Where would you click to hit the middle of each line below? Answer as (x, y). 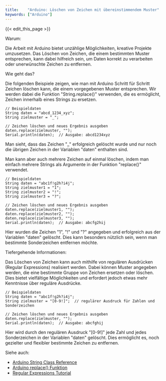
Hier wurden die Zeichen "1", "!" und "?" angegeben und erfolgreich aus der (83, 232)
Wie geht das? (20, 73)
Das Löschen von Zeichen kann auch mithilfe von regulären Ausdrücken (79, 262)
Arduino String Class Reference (45, 362)
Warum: (13, 38)
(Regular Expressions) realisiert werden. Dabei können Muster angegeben (81, 267)
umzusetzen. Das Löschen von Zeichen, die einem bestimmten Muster (78, 53)
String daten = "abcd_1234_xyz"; (40, 113)
